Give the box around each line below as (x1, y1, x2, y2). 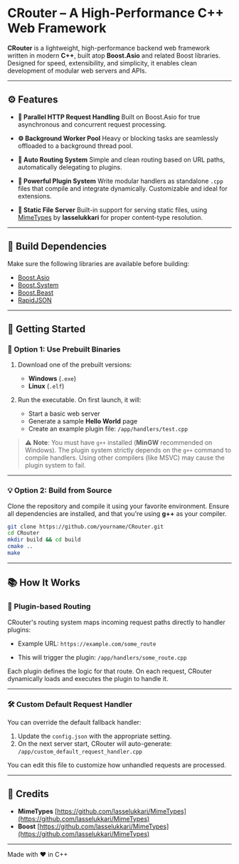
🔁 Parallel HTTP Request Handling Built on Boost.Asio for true (17, 112, 201, 121)
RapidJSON (17, 295, 52, 304)
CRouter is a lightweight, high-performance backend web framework (7, 43, 211, 52)
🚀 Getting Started (7, 322, 86, 335)
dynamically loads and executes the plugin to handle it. (7, 674, 169, 683)
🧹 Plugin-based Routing (7, 601, 91, 611)
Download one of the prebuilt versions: (17, 361, 132, 369)
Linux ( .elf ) (28, 382, 65, 391)
